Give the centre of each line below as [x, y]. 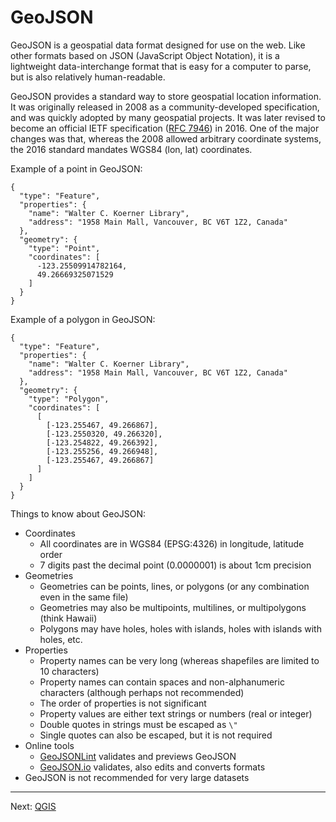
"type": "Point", [64, 248]
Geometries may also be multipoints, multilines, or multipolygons [173, 607]
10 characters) [69, 671]
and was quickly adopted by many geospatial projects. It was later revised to [168, 117]
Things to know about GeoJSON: [78, 513]
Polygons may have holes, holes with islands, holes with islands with [180, 628]
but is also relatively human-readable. [88, 77]
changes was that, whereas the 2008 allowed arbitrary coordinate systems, [166, 138]
